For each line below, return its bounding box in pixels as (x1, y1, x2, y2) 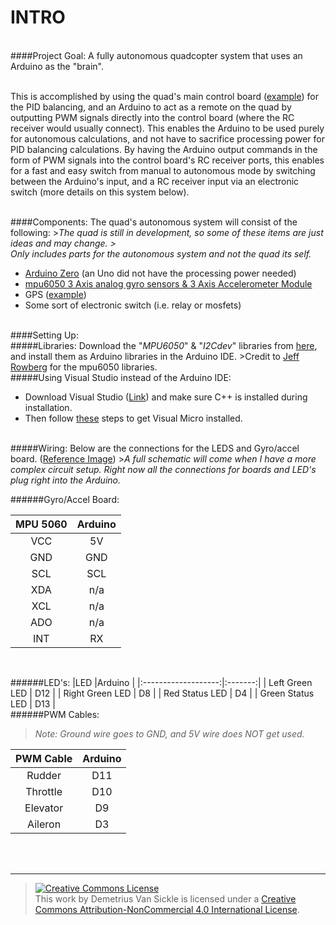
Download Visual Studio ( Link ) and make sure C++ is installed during (24, 391, 308, 403)
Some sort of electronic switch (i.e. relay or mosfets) (24, 299, 242, 311)
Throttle (25, 784, 63, 798)
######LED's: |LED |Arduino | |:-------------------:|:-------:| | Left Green (10, 676, 313, 688)
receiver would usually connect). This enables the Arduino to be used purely (10, 122, 325, 134)
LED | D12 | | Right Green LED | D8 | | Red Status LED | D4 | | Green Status (10, 687, 315, 699)
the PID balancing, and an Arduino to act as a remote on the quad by (10, 101, 292, 113)
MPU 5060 (15, 517, 68, 531)
